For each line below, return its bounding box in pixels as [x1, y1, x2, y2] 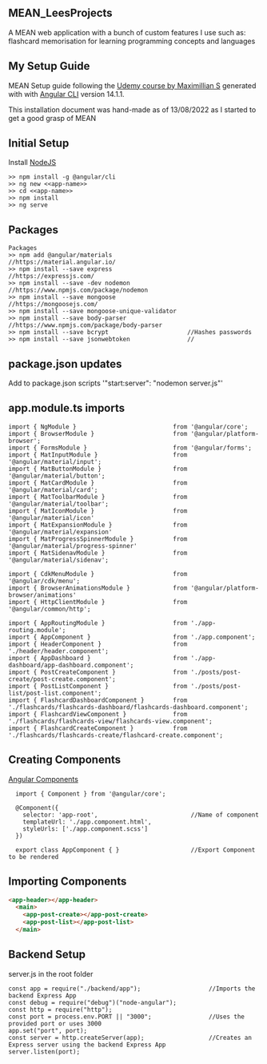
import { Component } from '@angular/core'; [15, 789, 166, 798]
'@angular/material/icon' [8, 514, 94, 522]
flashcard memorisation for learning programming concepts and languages [8, 36, 256, 46]
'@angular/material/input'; [8, 457, 102, 465]
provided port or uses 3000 [8, 1019, 102, 1028]
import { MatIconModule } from [8, 506, 188, 515]
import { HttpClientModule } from [8, 598, 188, 606]
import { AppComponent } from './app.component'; [8, 633, 256, 641]
